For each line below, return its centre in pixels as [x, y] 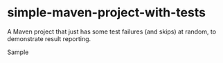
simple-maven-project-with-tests [107, 13]
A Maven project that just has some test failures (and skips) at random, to [112, 32]
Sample [18, 52]
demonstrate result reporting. [49, 38]
